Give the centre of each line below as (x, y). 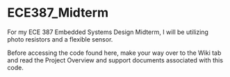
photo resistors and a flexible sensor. (60, 39)
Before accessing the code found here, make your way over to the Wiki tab (114, 53)
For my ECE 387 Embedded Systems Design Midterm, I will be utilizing (108, 32)
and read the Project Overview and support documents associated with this (115, 60)
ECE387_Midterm (58, 13)
